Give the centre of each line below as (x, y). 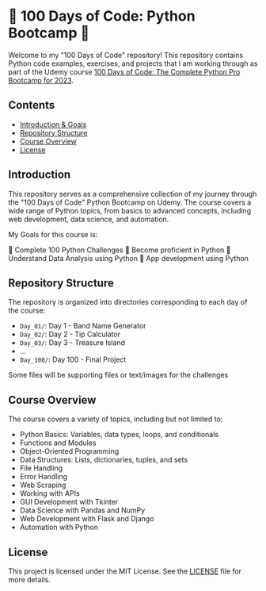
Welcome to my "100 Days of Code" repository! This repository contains (126, 55)
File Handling (41, 468)
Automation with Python (59, 528)
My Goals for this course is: (53, 234)
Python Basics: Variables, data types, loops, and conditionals (119, 435)
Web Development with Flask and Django (87, 519)
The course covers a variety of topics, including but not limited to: (116, 419)
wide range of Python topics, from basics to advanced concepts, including (130, 210)
